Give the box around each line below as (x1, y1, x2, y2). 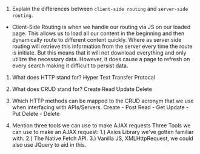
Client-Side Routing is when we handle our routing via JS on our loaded (12, 24, 191, 30)
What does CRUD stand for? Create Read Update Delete (12, 85, 153, 93)
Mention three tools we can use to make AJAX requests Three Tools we (12, 122, 191, 129)
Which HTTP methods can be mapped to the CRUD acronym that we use (12, 97, 194, 104)
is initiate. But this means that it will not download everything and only (12, 49, 187, 56)
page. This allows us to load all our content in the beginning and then (12, 30, 185, 37)
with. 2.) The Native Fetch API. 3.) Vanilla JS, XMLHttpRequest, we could (12, 135, 194, 142)
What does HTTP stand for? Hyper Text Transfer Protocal (12, 74, 156, 81)
